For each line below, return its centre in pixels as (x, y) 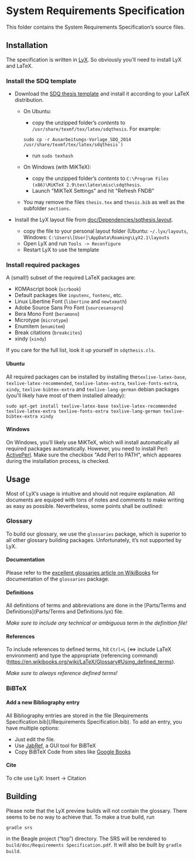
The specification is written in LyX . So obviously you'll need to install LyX (94, 59)
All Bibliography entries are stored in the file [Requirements (77, 715)
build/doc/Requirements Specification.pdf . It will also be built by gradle (94, 844)
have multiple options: (33, 728)
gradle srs (19, 827)
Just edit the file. (35, 739)
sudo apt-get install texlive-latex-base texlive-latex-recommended (91, 406)
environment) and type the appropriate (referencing (68, 656)
